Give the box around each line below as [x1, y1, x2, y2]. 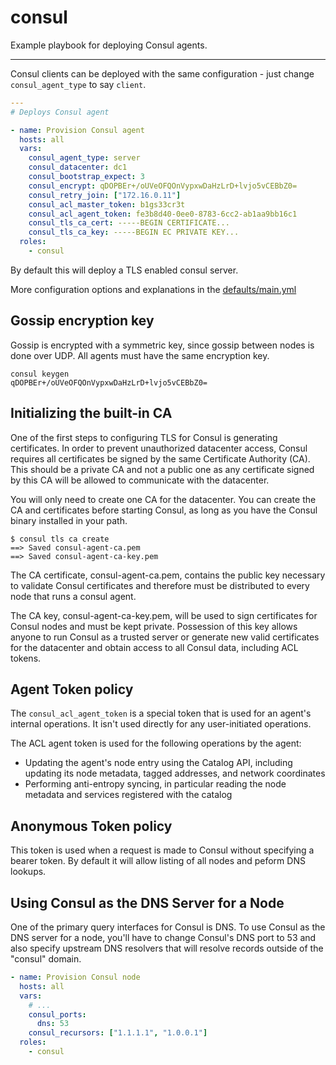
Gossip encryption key [10, 312, 155, 330]
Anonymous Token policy [10, 817, 173, 835]
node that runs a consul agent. [10, 590, 137, 602]
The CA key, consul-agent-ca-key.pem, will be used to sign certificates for [10, 609, 318, 621]
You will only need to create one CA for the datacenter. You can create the [10, 493, 317, 505]
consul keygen [10, 369, 70, 379]
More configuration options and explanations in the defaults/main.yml [10, 283, 297, 295]
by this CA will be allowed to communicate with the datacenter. [10, 474, 270, 486]
